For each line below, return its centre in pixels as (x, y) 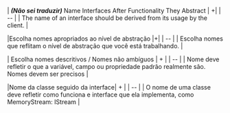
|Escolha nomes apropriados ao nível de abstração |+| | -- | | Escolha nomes (115, 39)
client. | (18, 25)
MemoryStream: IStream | (44, 102)
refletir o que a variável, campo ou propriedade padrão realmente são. (106, 66)
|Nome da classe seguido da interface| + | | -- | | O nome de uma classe (109, 87)
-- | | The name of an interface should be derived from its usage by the (107, 18)
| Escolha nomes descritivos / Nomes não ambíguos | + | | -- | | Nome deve (113, 59)
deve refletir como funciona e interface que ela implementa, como (101, 94)
